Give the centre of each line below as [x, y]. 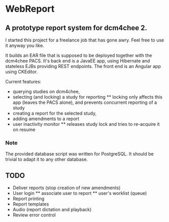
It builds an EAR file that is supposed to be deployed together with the [79, 55]
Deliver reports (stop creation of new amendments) [67, 188]
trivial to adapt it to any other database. [47, 160]
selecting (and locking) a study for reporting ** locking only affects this [87, 97]
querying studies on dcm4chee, [46, 92]
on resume [24, 129]
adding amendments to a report [46, 119]
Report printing [29, 199]
